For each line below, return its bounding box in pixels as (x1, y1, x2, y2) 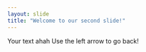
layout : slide (7, 10, 50, 18)
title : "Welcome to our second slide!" (7, 17, 126, 24)
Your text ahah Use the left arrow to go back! (7, 36, 139, 45)
